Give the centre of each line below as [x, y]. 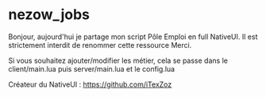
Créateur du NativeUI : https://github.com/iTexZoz [90, 84]
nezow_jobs [49, 15]
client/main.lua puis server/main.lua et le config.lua [92, 68]
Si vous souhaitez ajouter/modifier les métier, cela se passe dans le [118, 60]
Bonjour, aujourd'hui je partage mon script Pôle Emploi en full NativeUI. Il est [133, 37]
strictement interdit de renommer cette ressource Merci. [100, 45]
